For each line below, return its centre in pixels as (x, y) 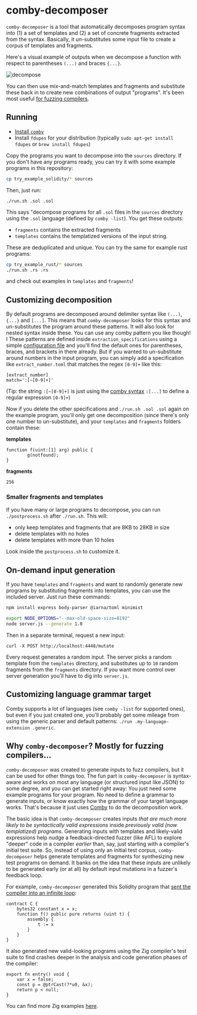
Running (22, 117)
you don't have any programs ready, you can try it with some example (91, 162)
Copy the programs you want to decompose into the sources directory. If (94, 155)
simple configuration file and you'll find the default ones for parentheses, (94, 346)
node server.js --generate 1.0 (44, 624)
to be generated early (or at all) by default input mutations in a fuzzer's (92, 868)
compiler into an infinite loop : (41, 893)
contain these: (24, 428)
